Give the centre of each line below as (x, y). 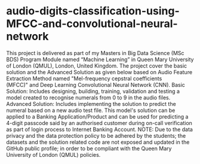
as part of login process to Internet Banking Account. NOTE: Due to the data (99, 129)
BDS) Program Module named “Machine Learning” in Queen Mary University (100, 59)
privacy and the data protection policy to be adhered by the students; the (96, 135)
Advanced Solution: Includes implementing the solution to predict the (91, 104)
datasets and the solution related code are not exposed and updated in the (98, 142)
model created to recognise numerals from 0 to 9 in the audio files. (88, 98)
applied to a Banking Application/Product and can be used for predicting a (97, 116)
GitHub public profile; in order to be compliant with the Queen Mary (89, 148)
